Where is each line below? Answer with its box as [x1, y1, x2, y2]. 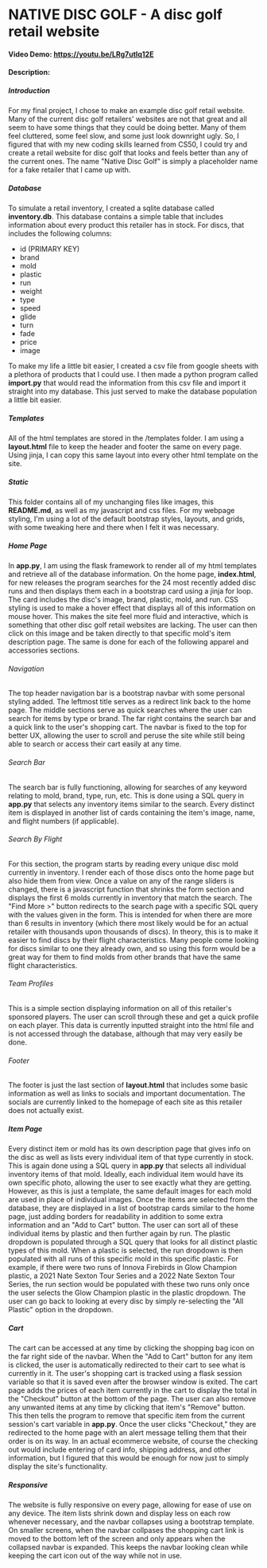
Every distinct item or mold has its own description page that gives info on [8, 1144, 251, 1154]
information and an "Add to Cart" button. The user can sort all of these [8, 1221, 238, 1230]
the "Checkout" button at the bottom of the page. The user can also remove [8, 1394, 257, 1404]
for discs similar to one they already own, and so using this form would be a [8, 943, 256, 953]
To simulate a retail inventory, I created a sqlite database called [8, 203, 215, 213]
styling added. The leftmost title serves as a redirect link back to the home [8, 697, 252, 707]
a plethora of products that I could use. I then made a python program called [8, 370, 258, 379]
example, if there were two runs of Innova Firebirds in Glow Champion [8, 1263, 237, 1272]
